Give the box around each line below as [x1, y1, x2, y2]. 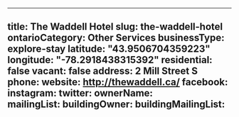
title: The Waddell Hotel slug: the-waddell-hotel [7, 21, 223, 33]
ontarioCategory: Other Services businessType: [7, 32, 225, 44]
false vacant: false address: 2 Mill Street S [7, 65, 198, 77]
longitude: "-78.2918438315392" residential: [7, 54, 213, 66]
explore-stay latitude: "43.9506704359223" [7, 43, 211, 55]
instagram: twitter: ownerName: [7, 87, 153, 99]
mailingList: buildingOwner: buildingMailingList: [7, 99, 225, 111]
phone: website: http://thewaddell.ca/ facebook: [7, 76, 228, 89]
